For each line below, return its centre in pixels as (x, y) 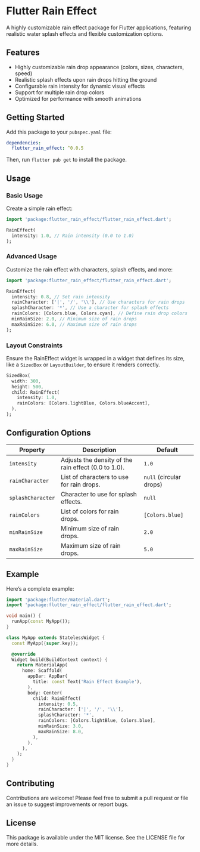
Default (168, 450)
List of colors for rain (90, 511)
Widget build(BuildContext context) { (60, 660)
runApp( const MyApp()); (41, 622)
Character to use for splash (99, 494)
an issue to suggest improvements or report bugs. (68, 804)
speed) (24, 73)
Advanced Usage (32, 257)
